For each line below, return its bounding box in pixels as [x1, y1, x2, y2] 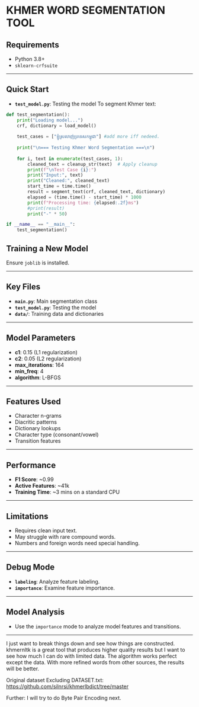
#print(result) [27, 205, 65, 211]
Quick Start [6, 84, 49, 95]
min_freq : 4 [14, 367, 44, 375]
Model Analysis [6, 607, 65, 617]
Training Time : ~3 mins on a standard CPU [14, 488, 120, 495]
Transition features [14, 437, 61, 444]
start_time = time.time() [27, 183, 92, 190]
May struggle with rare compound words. [14, 533, 116, 540]
